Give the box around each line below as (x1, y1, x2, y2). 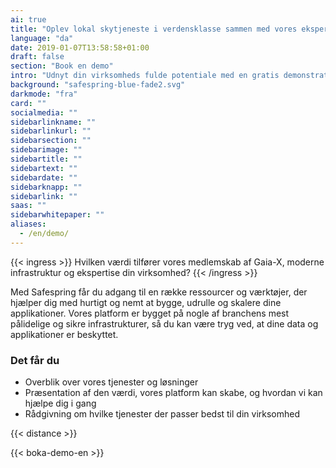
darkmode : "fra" (10, 89, 78, 99)
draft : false (10, 52, 65, 62)
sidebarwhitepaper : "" (10, 210, 105, 220)
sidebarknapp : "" (10, 182, 83, 192)
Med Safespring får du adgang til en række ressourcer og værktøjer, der (10, 286, 308, 298)
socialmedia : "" (10, 107, 78, 118)
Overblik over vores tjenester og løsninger (24, 376, 199, 388)
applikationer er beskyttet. (10, 328, 119, 340)
